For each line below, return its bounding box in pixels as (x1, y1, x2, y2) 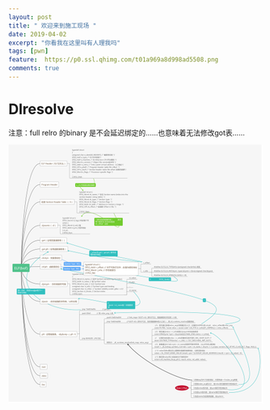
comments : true (8, 65, 60, 73)
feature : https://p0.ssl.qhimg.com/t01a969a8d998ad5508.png (8, 56, 219, 64)
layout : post (8, 13, 53, 21)
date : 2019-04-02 (8, 30, 67, 38)
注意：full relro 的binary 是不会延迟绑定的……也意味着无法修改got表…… (8, 128, 245, 137)
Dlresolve (8, 100, 74, 119)
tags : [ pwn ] (8, 47, 49, 56)
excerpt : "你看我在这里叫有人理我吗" (8, 39, 121, 47)
